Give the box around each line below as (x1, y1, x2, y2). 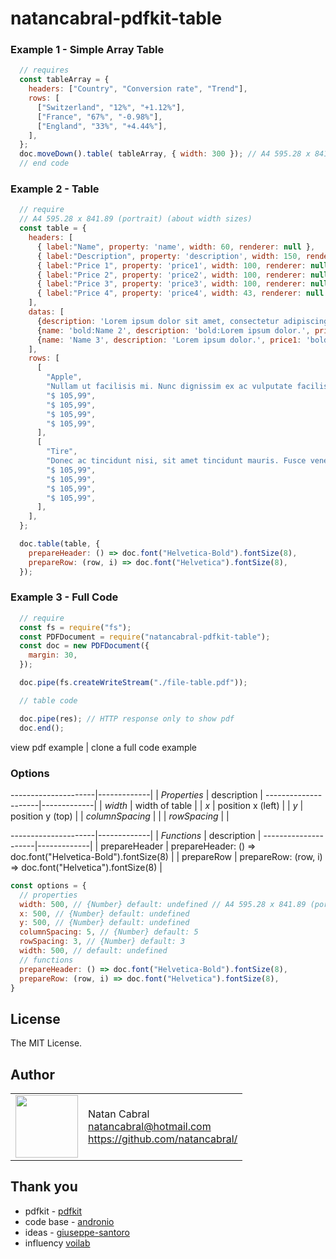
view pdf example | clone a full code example (10, 741, 198, 753)
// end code (19, 158, 70, 169)
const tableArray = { (19, 75, 110, 85)
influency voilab (24, 1237, 91, 1249)
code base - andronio (24, 1215, 115, 1227)
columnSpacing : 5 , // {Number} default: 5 (19, 927, 199, 937)
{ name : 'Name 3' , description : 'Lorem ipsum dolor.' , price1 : (36, 335, 302, 345)
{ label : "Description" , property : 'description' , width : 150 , (36, 251, 302, 261)
